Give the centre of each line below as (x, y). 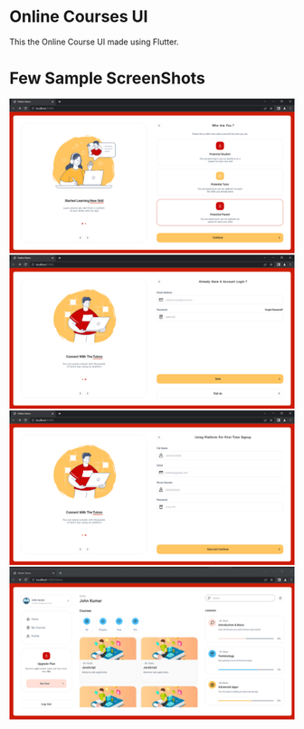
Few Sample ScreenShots (108, 78)
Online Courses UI (79, 17)
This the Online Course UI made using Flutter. (94, 42)
